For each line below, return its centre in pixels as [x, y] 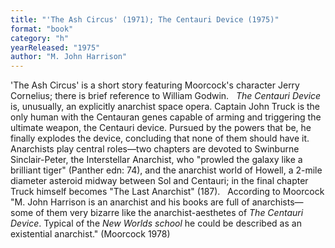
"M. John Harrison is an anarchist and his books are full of [130, 202]
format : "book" [42, 29]
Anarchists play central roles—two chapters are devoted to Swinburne [155, 149]
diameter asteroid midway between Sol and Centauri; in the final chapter [159, 181]
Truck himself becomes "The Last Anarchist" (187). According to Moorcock [167, 192]
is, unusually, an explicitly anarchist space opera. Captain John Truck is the [165, 107]
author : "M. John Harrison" [69, 57]
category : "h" [40, 38]
